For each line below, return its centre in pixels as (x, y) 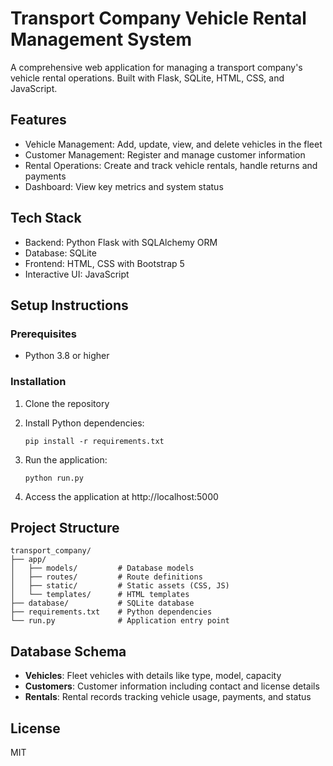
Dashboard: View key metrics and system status (124, 186)
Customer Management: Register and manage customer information (165, 154)
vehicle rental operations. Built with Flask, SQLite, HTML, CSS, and (147, 78)
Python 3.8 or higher (67, 356)
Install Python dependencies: (84, 423)
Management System (101, 39)
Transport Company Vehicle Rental (158, 18)
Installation (38, 382)
